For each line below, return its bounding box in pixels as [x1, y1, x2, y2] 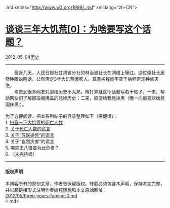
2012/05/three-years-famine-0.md [5, 193, 77, 199]
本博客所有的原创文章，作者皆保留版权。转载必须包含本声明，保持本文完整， [5, 181, 165, 187]
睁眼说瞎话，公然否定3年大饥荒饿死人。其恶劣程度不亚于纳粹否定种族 [9, 76, 154, 82]
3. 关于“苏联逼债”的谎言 [5, 132, 55, 138]
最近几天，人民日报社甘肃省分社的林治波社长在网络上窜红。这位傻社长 [14, 70, 160, 76]
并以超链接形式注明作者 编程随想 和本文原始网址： [5, 187, 107, 193]
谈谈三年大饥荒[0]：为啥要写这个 [5, 24, 142, 35]
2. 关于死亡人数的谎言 [5, 125, 51, 131]
